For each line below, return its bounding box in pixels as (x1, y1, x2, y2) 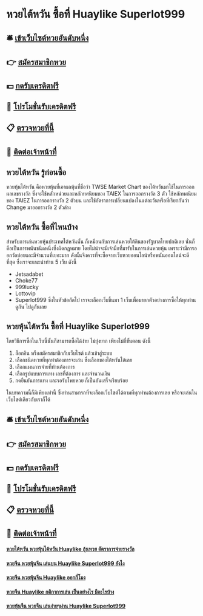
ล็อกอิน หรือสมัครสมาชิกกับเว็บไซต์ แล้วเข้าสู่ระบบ (15, 349, 113, 357)
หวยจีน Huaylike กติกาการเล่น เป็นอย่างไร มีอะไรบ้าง (6, 588, 115, 595)
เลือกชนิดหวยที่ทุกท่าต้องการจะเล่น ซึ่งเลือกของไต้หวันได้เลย (15, 356, 133, 363)
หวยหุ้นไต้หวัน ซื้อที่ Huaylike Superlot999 (6, 321, 150, 332)
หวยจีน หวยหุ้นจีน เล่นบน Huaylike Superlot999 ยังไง (6, 560, 125, 567)
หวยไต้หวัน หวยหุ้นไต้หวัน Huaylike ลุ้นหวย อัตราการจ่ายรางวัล (6, 545, 135, 552)
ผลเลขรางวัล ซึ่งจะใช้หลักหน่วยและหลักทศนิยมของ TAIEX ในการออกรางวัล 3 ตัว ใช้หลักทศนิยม (6, 190, 197, 197)
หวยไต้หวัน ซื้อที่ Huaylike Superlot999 (6, 7, 185, 21)
